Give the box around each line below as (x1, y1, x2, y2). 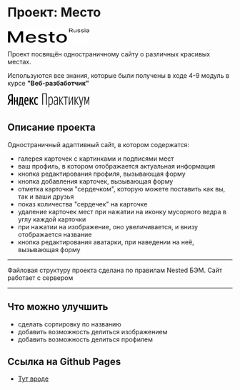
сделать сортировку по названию (17, 319, 121, 329)
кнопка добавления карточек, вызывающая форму (17, 176, 174, 186)
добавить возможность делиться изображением (17, 327, 168, 336)
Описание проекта (7, 121, 96, 134)
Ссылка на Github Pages (7, 355, 121, 368)
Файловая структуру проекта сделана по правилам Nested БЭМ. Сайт (7, 266, 223, 274)
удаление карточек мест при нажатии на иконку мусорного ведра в (17, 207, 227, 216)
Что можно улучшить (7, 301, 109, 313)
